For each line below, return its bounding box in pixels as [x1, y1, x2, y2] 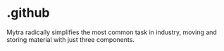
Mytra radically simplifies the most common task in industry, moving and [6, 28, 218, 36]
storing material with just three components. [6, 35, 135, 43]
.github [6, 5, 50, 21]
